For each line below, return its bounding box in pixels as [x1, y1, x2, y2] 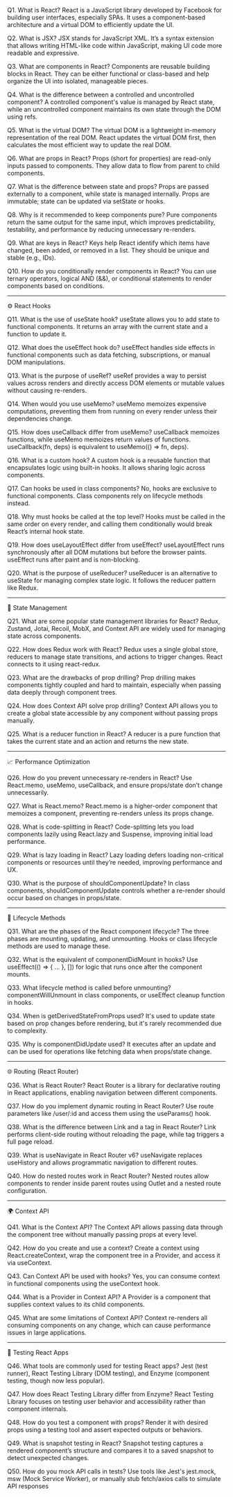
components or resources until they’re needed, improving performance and [7, 859, 223, 866]
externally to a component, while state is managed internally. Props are [7, 190, 210, 198]
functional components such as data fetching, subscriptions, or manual [7, 350, 211, 359]
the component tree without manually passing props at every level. [7, 1230, 198, 1238]
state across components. [7, 632, 82, 640]
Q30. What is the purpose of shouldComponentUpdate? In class [7, 879, 190, 887]
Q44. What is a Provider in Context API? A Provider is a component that [7, 1293, 211, 1301]
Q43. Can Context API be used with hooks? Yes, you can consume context [7, 1272, 221, 1280]
